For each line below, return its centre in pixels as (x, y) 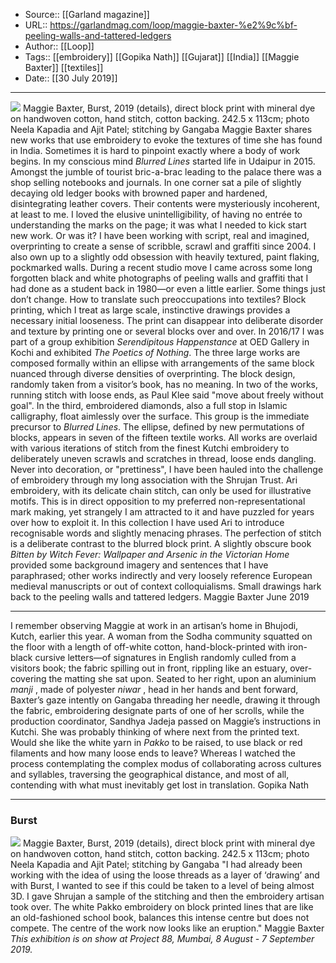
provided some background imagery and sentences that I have (139, 565)
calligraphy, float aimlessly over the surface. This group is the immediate (160, 416)
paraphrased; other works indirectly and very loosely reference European (161, 575)
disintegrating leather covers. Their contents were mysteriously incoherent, (165, 203)
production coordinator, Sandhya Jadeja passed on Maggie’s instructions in (165, 721)
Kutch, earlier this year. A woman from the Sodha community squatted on (161, 636)
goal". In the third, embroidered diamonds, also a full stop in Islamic (149, 405)
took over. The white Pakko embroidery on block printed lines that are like (162, 907)
